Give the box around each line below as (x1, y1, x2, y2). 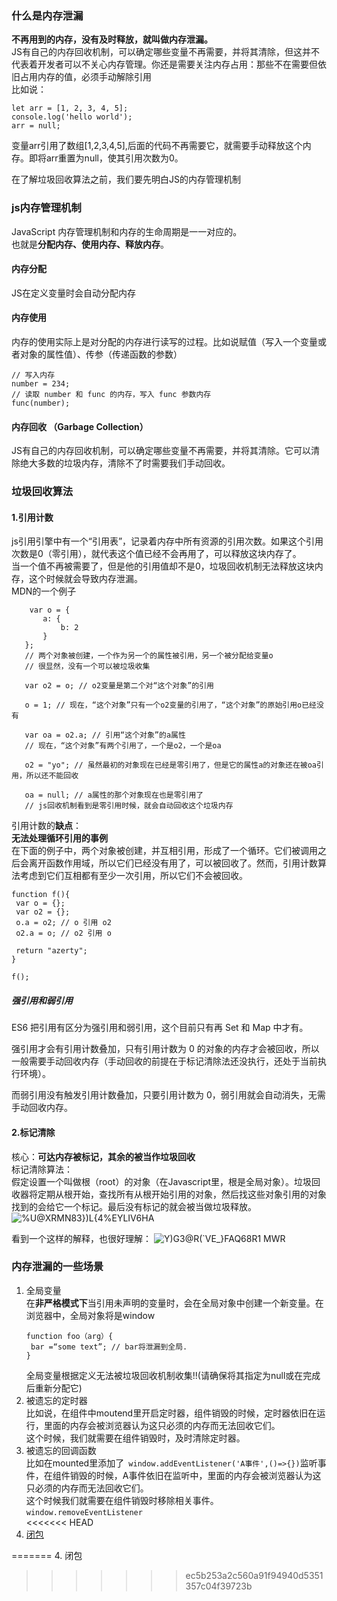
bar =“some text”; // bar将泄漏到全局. (30, 1342, 188, 1352)
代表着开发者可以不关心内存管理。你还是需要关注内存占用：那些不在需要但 (11, 58, 318, 71)
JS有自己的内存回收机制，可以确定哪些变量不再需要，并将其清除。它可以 (11, 445, 311, 457)
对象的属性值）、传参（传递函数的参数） (19, 348, 183, 360)
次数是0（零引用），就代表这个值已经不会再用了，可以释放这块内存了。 (11, 548, 302, 560)
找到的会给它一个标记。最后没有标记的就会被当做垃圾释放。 (11, 1200, 257, 1212)
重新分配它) (34, 1382, 83, 1394)
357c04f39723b (185, 1580, 253, 1592)
